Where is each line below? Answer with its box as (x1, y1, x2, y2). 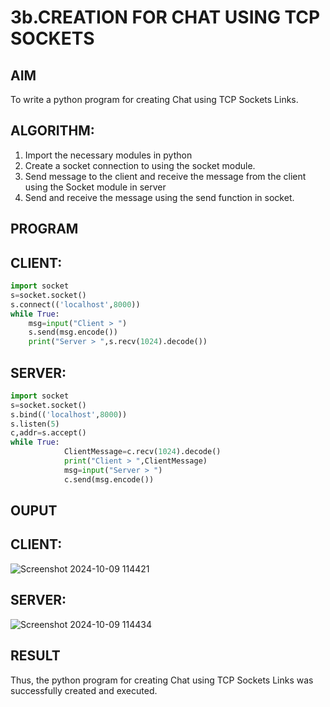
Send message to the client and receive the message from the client (24, 170, 307, 182)
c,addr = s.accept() (10, 428, 87, 438)
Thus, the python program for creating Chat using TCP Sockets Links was (10, 674, 314, 686)
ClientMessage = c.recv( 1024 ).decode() (63, 447, 222, 457)
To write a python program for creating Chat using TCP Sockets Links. (10, 94, 299, 105)
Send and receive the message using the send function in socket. (24, 191, 295, 203)
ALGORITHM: (10, 122, 95, 140)
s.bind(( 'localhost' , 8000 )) (10, 409, 128, 420)
